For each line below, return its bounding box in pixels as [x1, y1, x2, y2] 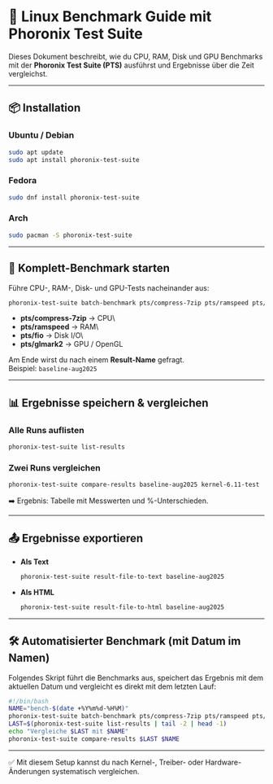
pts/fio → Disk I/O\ [19, 331, 84, 340]
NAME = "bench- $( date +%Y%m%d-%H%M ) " [8, 704, 129, 713]
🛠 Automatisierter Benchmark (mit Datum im [8, 634, 241, 648]
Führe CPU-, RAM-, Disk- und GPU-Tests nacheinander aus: [8, 283, 210, 292]
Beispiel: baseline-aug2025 [8, 364, 97, 374]
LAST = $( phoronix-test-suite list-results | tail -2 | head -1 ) [8, 720, 227, 728]
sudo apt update [8, 148, 63, 156]
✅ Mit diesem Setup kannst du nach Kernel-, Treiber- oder [8, 757, 204, 767]
